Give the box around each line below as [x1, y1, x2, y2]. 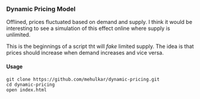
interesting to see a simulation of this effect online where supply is [6, 25, 171, 32]
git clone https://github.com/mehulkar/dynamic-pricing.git [6, 76, 160, 82]
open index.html [6, 86, 47, 93]
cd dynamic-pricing [6, 82, 55, 88]
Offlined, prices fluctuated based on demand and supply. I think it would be [6, 19, 193, 26]
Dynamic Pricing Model [6, 5, 76, 13]
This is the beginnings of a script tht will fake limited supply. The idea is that [6, 43, 194, 50]
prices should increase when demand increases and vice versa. [6, 49, 164, 56]
